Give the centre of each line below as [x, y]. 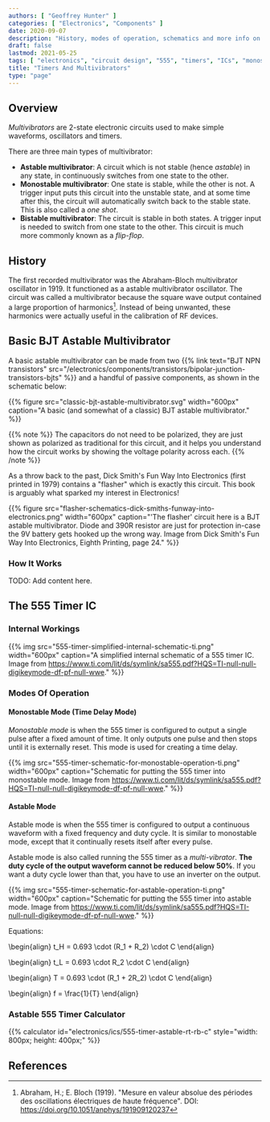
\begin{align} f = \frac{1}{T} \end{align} [74, 993]
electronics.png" [36, 516]
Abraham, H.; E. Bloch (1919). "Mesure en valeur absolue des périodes [136, 1093]
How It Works [35, 563]
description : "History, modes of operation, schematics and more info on [135, 38]
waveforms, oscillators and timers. [65, 136]
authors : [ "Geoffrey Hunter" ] [62, 16]
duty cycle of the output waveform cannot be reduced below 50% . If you [132, 866]
